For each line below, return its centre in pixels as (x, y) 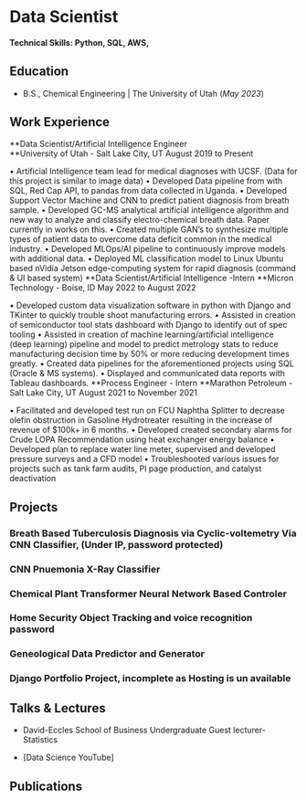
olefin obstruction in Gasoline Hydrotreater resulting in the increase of (141, 420)
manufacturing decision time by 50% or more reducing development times (149, 354)
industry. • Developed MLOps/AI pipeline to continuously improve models (148, 249)
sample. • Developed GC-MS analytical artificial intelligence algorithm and (149, 210)
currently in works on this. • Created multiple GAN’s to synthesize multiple (149, 229)
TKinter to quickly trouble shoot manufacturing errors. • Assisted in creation (153, 315)
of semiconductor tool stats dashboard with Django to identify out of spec (148, 325)
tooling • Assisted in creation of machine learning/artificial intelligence (142, 334)
